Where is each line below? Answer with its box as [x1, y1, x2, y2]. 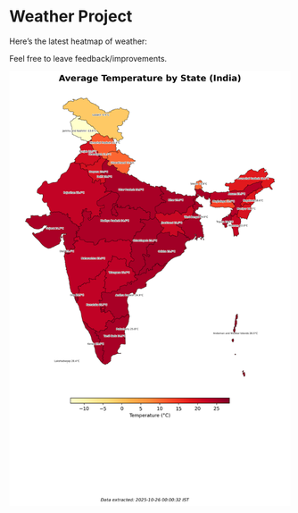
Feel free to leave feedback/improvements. [9, 53, 168, 63]
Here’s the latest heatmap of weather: [9, 36, 147, 46]
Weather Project [9, 6, 133, 27]
